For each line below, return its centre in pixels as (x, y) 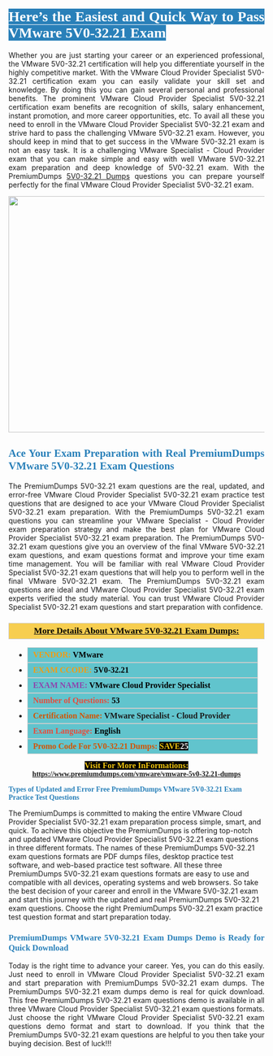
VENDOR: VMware (68, 655)
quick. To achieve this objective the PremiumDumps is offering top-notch (131, 831)
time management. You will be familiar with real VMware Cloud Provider (136, 563)
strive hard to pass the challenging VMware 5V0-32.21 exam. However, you (136, 133)
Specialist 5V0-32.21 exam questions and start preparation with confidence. (136, 606)
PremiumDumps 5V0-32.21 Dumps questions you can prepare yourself (136, 176)
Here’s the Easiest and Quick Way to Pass (136, 17)
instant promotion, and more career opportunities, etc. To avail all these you (136, 115)
